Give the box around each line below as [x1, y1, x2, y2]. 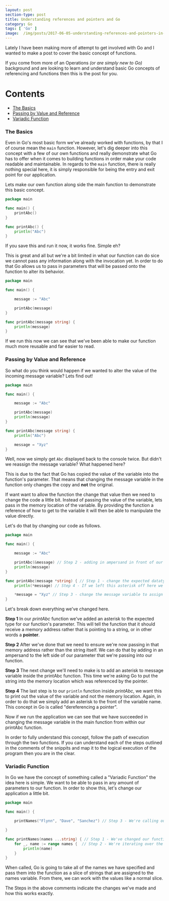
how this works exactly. [5, 890, 54, 896]
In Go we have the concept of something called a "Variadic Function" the [5, 774, 156, 780]
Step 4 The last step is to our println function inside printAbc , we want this [5, 688, 162, 694]
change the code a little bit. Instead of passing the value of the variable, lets [5, 497, 162, 503]
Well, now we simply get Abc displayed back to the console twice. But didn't [5, 456, 162, 462]
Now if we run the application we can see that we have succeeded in [5, 714, 148, 720]
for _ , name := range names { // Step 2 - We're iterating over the [14, 841, 163, 847]
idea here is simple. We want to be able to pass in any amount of [5, 780, 139, 786]
